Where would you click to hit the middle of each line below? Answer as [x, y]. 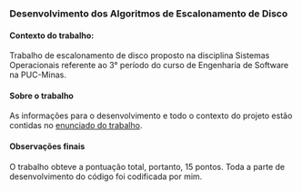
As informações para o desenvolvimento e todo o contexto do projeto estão [151, 116]
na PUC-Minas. [38, 75]
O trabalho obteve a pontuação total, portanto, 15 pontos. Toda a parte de [147, 166]
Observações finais [47, 146]
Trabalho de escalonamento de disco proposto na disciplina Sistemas [140, 55]
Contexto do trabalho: [52, 35]
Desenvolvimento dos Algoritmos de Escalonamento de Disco [149, 14]
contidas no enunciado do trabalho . [76, 126]
